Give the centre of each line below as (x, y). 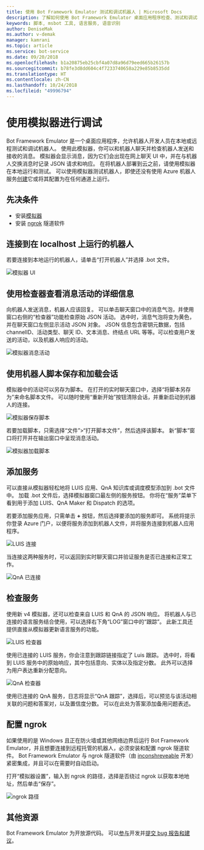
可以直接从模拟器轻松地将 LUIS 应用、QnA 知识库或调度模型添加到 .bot (95, 488)
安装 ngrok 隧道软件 (40, 223)
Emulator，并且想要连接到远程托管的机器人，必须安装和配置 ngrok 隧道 (95, 748)
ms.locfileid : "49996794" (39, 91)
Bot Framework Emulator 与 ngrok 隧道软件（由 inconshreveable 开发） (107, 755)
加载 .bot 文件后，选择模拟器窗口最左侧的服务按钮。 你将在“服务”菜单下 (107, 495)
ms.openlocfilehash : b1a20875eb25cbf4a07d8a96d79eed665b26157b (88, 63)
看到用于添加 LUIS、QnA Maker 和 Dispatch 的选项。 (72, 503)
